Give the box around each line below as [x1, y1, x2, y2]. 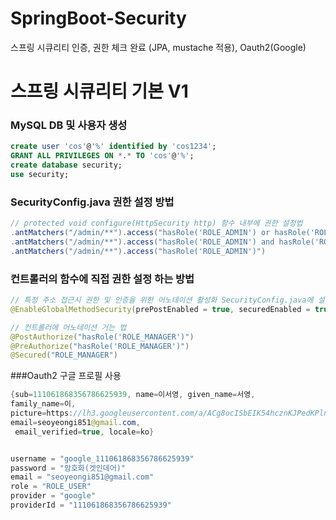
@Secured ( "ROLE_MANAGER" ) [10, 350, 118, 361]
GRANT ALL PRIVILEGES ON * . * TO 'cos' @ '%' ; [10, 151, 195, 161]
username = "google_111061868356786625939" [10, 453, 195, 464]
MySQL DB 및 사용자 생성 [10, 118, 128, 132]
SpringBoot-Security [10, 7, 187, 30]
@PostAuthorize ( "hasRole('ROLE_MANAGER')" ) [10, 332, 195, 342]
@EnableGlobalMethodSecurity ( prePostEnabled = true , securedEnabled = [10, 304, 311, 314]
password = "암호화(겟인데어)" [10, 463, 126, 473]
